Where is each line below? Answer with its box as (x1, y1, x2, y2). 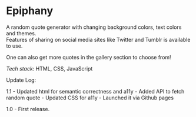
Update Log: (6, 76, 36, 83)
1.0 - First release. (6, 105, 50, 112)
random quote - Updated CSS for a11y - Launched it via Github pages (6, 94, 174, 101)
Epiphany (6, 4, 54, 18)
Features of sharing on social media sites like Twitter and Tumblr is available (6, 36, 191, 43)
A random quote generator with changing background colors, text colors (6, 24, 182, 31)
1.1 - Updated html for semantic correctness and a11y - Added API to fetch (6, 88, 185, 95)
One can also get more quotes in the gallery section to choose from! (6, 54, 172, 61)
